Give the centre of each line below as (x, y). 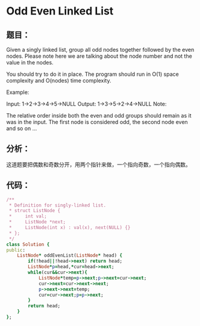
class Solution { (28, 244)
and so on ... (22, 128)
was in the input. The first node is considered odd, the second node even (97, 122)
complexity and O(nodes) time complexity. (59, 80)
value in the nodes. (30, 62)
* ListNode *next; (37, 222)
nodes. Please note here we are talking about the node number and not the (99, 56)
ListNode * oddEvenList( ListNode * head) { (70, 255)
